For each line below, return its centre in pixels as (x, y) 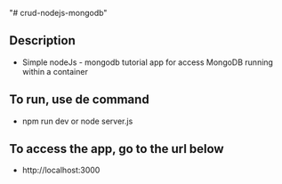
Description (42, 40)
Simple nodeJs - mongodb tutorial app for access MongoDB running (148, 62)
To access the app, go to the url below (117, 149)
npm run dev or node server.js (77, 121)
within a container (55, 71)
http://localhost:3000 (61, 170)
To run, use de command (79, 100)
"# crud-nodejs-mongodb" (58, 13)
